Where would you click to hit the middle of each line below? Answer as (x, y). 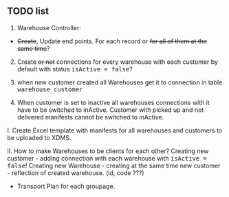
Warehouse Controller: (49, 27)
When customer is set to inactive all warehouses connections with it (113, 102)
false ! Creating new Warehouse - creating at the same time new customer (114, 165)
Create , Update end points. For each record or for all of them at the (112, 41)
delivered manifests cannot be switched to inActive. (90, 117)
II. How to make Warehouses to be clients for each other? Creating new (108, 151)
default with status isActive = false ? (75, 69)
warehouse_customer (50, 89)
